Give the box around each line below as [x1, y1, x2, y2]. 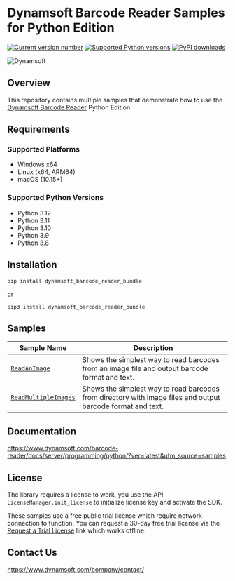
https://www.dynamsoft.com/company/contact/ [7, 565, 145, 573]
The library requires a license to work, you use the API [7, 490, 164, 499]
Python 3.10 [17, 223, 51, 232]
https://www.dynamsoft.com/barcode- [7, 444, 119, 453]
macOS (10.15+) [17, 175, 63, 184]
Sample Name [19, 343, 67, 353]
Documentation [7, 425, 77, 437]
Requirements [7, 123, 70, 135]
